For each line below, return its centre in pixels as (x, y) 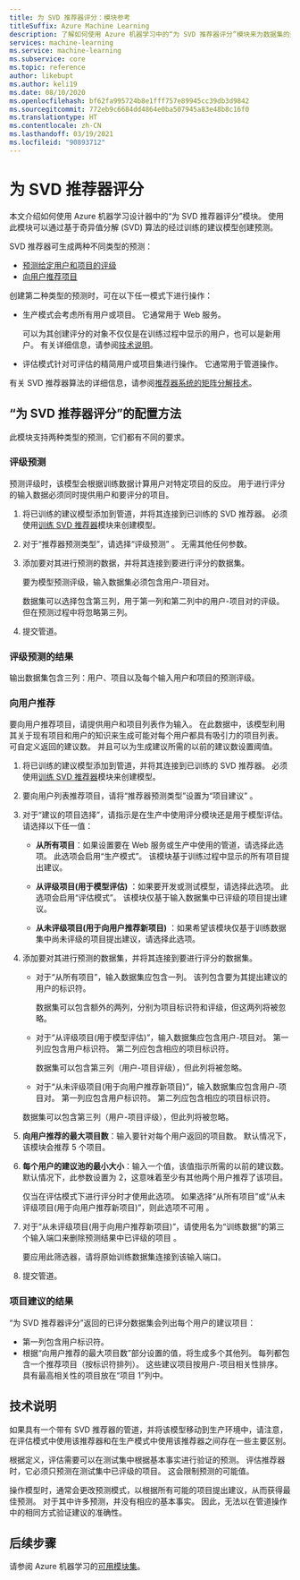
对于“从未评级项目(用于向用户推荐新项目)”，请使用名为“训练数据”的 (146, 1226)
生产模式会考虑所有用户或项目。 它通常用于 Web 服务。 (124, 314)
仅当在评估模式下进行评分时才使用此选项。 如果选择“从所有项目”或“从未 (154, 1197)
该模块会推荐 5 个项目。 (66, 1148)
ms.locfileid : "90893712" (57, 142)
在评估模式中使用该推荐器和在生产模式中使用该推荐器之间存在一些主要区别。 (150, 1440)
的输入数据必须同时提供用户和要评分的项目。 (92, 494)
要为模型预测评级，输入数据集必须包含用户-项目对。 (118, 582)
